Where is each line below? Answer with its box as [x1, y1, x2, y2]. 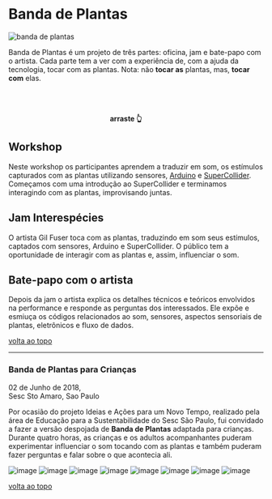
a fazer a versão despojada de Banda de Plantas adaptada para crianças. [8, 424, 254, 433]
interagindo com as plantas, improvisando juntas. [8, 187, 172, 197]
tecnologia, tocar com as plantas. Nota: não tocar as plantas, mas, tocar [8, 64, 250, 74]
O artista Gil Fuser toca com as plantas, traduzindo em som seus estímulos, [8, 232, 260, 242]
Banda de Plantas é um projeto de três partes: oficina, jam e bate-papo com [8, 47, 261, 57]
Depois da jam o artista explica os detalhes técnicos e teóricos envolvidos [8, 295, 256, 305]
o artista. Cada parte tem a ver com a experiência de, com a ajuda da [8, 56, 239, 66]
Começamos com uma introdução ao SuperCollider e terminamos [8, 179, 227, 189]
